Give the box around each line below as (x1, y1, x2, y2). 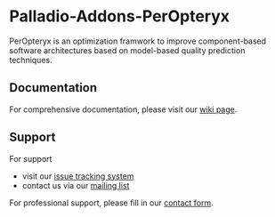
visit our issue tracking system (21, 171, 134, 181)
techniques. (9, 54, 53, 65)
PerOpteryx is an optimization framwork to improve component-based (9, 36, 267, 46)
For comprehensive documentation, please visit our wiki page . (9, 104, 238, 115)
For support (9, 153, 53, 164)
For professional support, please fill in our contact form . (9, 197, 214, 208)
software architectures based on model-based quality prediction (9, 44, 246, 55)
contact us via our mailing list (21, 180, 130, 190)
